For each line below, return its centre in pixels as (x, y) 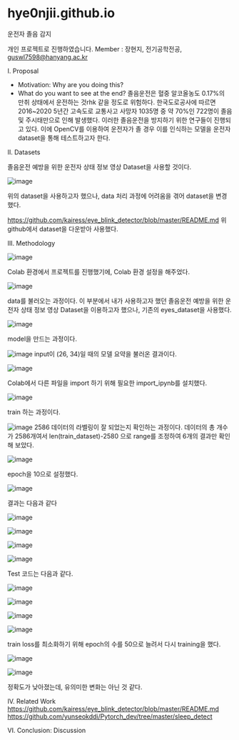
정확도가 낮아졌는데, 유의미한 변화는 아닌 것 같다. (75, 686)
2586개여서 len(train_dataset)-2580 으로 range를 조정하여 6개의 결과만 (116, 436)
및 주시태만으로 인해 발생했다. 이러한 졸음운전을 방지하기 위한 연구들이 (115, 120)
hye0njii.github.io (61, 13)
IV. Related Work (32, 701)
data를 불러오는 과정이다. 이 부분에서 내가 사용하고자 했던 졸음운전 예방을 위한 (116, 301)
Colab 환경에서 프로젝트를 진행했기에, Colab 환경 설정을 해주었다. (99, 271)
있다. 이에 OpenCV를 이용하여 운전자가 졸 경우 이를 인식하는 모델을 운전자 (128, 129)
